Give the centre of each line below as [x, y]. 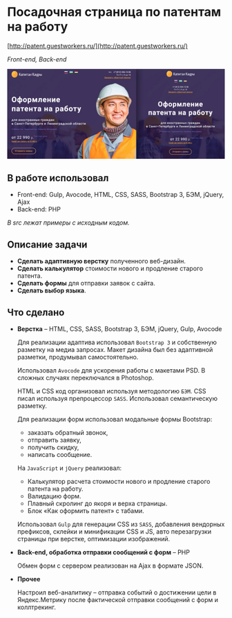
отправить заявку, [54, 440]
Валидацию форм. [54, 496]
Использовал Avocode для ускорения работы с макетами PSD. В [111, 371]
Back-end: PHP [39, 209]
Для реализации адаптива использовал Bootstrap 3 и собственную [117, 342]
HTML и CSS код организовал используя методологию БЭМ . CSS [112, 391]
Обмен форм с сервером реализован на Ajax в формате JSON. [110, 566]
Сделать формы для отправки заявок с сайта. [86, 283]
